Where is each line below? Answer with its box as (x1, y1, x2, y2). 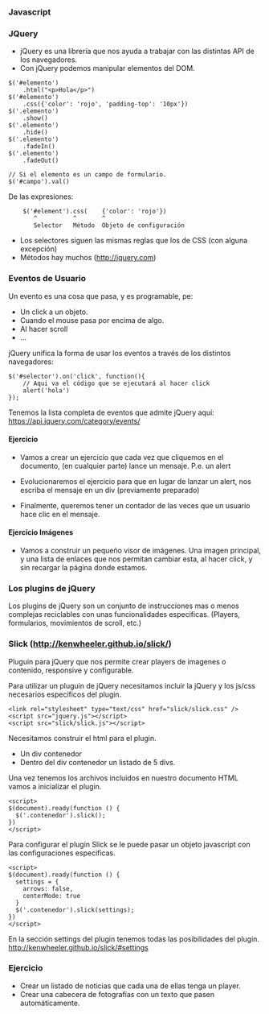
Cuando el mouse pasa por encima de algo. (19, 315, 165, 325)
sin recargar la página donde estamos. (19, 562, 148, 572)
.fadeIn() (22, 143, 56, 151)
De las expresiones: (8, 192, 74, 201)
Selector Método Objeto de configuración (33, 221, 185, 230)
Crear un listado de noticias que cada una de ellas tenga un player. (19, 981, 241, 991)
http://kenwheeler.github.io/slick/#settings (8, 942, 149, 952)
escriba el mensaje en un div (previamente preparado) (19, 485, 200, 495)
